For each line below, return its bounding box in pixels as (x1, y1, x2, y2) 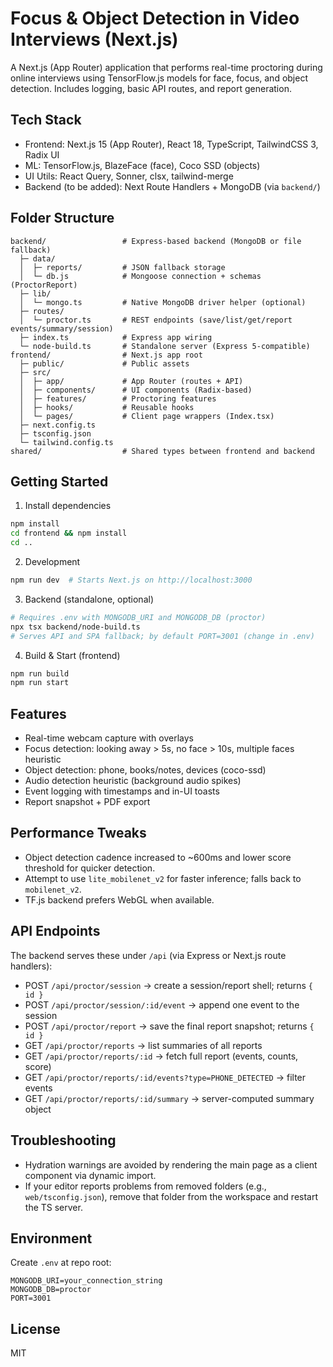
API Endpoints (10, 923, 101, 940)
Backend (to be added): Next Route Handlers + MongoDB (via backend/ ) (24, 180, 321, 192)
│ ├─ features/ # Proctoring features (19, 393, 217, 404)
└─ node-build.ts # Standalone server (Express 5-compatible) (19, 341, 311, 351)
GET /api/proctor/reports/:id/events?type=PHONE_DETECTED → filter (24, 1071, 307, 1083)
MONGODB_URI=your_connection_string (10, 1276, 163, 1286)
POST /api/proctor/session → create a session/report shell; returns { (24, 979, 313, 991)
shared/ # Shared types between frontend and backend (10, 446, 315, 456)
